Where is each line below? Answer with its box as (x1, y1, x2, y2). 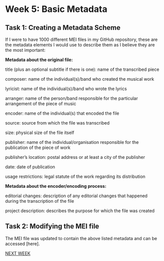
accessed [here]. (5, 241, 40, 247)
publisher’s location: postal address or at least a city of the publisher (5, 154, 145, 160)
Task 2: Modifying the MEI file (5, 222, 99, 231)
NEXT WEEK (5, 250, 31, 256)
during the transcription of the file (5, 198, 75, 204)
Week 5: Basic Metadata (5, 3, 108, 15)
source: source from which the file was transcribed (5, 120, 110, 126)
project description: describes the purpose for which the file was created (5, 208, 155, 214)
